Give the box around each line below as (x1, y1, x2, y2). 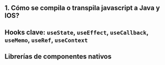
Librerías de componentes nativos (4, 52, 112, 61)
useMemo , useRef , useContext (4, 36, 88, 44)
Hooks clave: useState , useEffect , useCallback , (4, 28, 149, 36)
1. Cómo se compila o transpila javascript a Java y (4, 4, 160, 12)
